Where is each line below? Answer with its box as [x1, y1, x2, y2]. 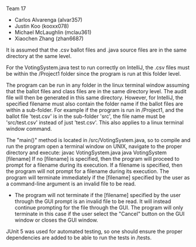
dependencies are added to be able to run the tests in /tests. [6, 234, 152, 241]
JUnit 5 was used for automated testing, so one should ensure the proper [6, 228, 183, 235]
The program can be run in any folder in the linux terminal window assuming [6, 82, 190, 89]
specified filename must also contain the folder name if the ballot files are [6, 100, 183, 107]
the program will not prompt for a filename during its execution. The [6, 168, 170, 175]
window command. [6, 126, 52, 132]
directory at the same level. [6, 53, 72, 59]
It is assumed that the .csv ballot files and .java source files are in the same [6, 46, 187, 53]
